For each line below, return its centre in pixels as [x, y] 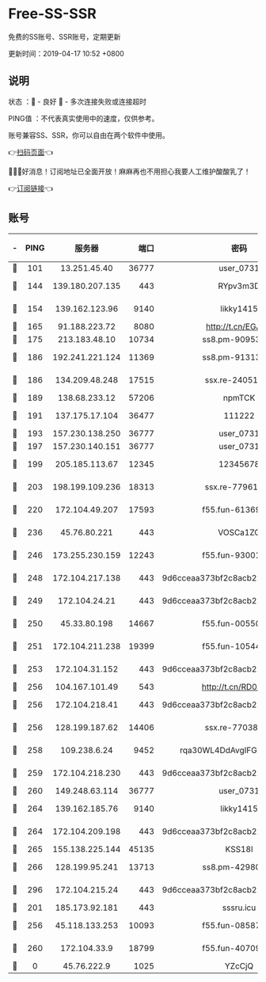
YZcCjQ [239, 965]
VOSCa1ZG [239, 532]
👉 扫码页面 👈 [31, 152]
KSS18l [239, 849]
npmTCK [239, 398]
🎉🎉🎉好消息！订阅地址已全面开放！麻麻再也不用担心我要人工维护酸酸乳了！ [129, 171]
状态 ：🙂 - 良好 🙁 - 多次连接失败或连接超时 [77, 101]
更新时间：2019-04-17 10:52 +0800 [66, 53]
